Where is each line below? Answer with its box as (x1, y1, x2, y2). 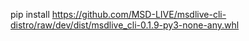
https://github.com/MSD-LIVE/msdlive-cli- (51, 9, 227, 20)
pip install (10, 9, 50, 20)
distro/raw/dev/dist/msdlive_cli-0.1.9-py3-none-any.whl (10, 19, 240, 31)
